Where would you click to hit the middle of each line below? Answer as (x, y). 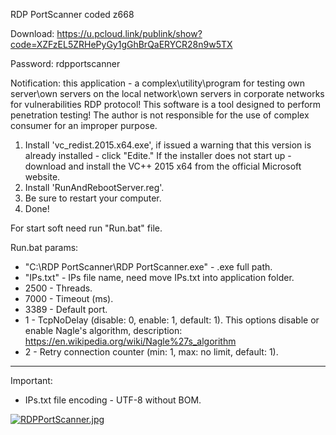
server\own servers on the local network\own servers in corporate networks (167, 93)
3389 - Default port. (66, 309)
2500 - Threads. (58, 288)
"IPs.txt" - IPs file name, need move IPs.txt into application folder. (159, 277)
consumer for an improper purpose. (84, 125)
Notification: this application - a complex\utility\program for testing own (158, 83)
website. (42, 177)
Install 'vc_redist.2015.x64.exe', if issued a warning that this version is (168, 145)
